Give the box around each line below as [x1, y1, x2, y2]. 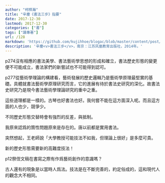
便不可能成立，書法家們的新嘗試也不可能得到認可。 [5, 64, 109, 70]
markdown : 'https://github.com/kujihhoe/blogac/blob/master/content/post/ [5, 39, 162, 44]
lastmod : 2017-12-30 [5, 21, 48, 26]
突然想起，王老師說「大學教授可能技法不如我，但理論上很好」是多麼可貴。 [5, 135, 156, 141]
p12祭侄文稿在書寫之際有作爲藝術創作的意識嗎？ [5, 155, 103, 161]
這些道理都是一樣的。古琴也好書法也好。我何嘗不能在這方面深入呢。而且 [5, 97, 151, 103]
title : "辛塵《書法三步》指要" [5, 12, 62, 17]
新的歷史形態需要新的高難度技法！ [5, 145, 74, 151]
